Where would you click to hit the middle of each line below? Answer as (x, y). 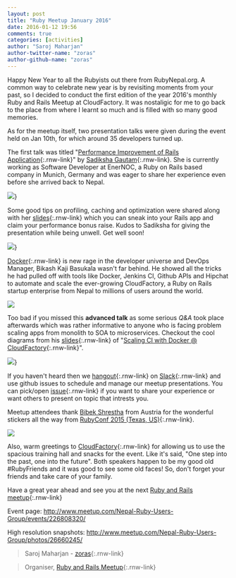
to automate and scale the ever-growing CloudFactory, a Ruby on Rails (110, 283)
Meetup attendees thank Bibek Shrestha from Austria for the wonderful (110, 412)
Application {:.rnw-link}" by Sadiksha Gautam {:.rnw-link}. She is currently (113, 159)
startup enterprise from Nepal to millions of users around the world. (105, 290)
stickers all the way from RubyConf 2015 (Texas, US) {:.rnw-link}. (101, 419)
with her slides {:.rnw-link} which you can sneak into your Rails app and (110, 217)
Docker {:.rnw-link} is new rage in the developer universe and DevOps (108, 261)
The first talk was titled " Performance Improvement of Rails (93, 152)
